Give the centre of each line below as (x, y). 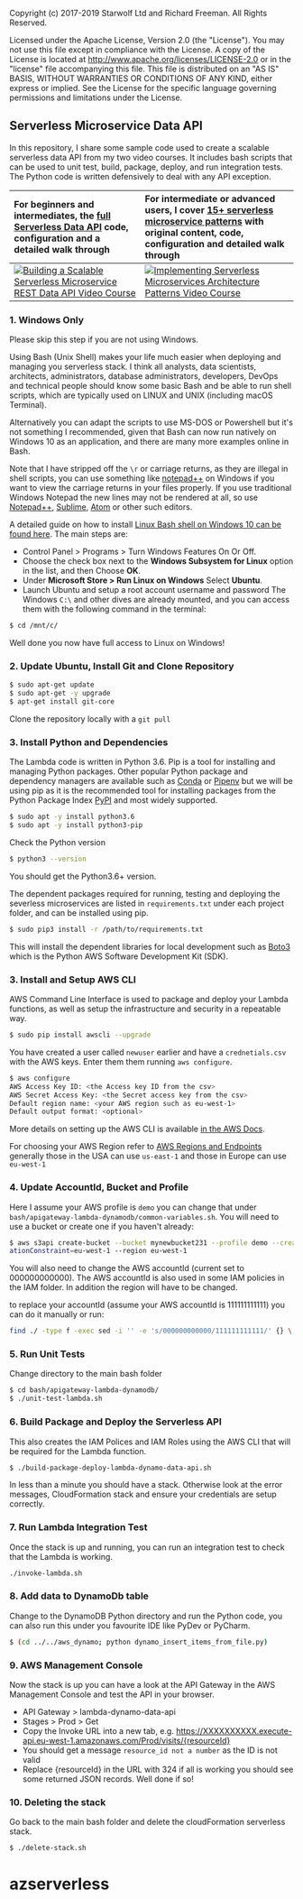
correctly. (27, 1504)
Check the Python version (58, 842)
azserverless (60, 1884)
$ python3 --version (48, 859)
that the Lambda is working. (61, 1556)
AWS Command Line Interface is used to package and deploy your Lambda (149, 999)
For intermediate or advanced (210, 198)
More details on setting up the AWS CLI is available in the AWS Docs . (138, 1129)
